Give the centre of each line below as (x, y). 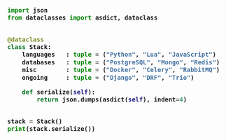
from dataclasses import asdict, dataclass (83, 18)
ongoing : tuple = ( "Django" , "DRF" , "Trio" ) (108, 77)
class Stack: (29, 47)
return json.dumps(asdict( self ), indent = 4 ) (112, 100)
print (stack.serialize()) (51, 129)
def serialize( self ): (59, 92)
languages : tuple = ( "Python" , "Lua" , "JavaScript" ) (119, 55)
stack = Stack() (35, 121)
